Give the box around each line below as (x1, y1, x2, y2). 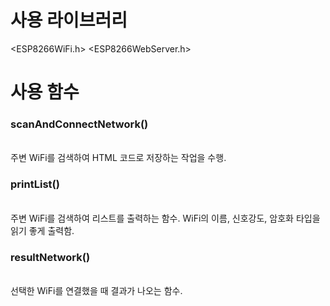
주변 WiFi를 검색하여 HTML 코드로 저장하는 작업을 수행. (10, 152, 227, 164)
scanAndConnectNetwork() (10, 117, 149, 131)
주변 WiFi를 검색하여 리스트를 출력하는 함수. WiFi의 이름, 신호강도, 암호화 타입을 (10, 212, 321, 224)
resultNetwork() (10, 250, 91, 264)
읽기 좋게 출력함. (10, 224, 75, 236)
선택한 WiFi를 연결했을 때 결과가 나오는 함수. (10, 285, 183, 297)
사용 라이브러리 (10, 9, 128, 32)
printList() (10, 177, 60, 191)
